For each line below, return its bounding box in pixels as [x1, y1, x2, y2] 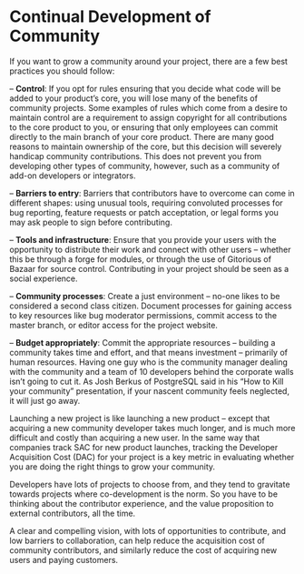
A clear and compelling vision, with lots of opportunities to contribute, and [9, 525, 287, 536]
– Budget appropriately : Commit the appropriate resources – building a [9, 337, 276, 347]
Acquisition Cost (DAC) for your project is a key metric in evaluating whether [9, 451, 295, 462]
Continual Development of [9, 6, 211, 27]
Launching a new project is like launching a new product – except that [9, 412, 270, 424]
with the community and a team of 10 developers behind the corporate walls [9, 366, 294, 377]
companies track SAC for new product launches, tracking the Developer [9, 441, 279, 452]
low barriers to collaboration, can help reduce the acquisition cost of [9, 535, 266, 546]
